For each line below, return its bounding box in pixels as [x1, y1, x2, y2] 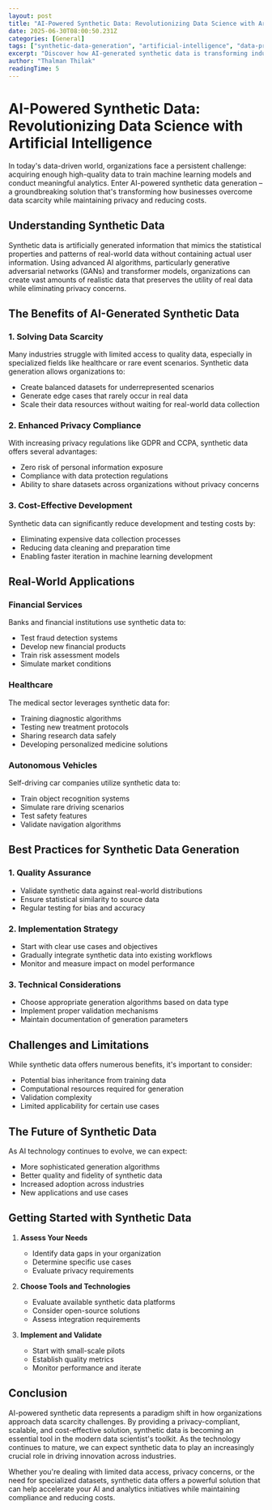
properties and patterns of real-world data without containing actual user [8, 249, 253, 259]
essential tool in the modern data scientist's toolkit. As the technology [8, 1434, 241, 1444]
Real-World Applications [8, 575, 135, 588]
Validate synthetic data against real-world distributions [19, 885, 203, 896]
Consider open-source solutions [32, 1306, 140, 1315]
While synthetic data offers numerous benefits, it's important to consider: [8, 1059, 253, 1070]
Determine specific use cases [32, 1257, 132, 1267]
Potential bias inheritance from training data [19, 1076, 167, 1085]
